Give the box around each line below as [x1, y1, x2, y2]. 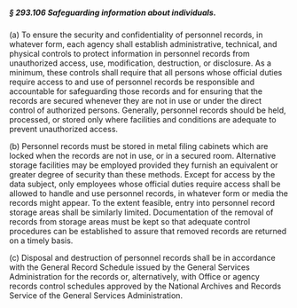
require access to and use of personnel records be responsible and [9, 76, 255, 87]
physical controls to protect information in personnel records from [9, 48, 250, 59]
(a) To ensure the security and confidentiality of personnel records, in [9, 29, 263, 40]
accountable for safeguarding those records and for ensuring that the [9, 85, 263, 97]
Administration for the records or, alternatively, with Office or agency [9, 271, 260, 281]
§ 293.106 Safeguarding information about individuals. [9, 7, 217, 18]
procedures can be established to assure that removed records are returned [9, 225, 287, 236]
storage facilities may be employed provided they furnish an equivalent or [9, 160, 278, 170]
